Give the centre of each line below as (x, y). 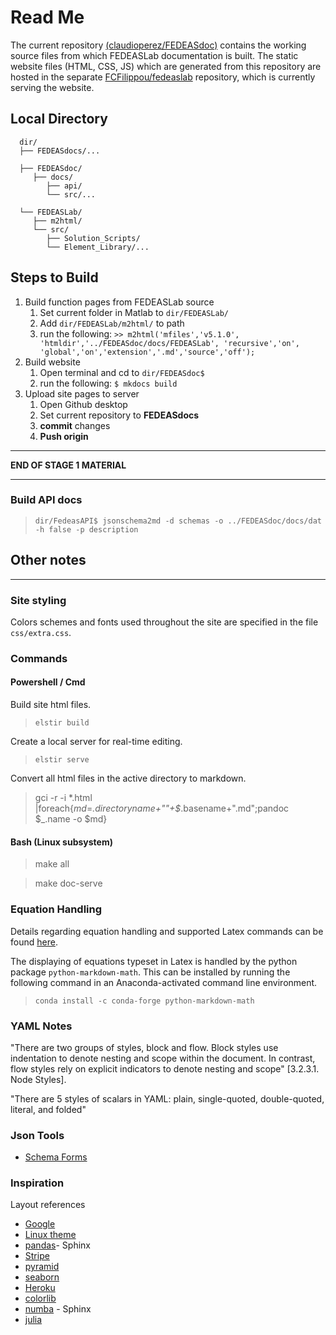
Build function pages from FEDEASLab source (119, 302)
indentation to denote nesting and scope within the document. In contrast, (163, 1058)
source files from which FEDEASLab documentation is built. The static (154, 55)
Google (40, 1224)
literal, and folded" (48, 1109)
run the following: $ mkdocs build (108, 383)
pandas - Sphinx (57, 1245)
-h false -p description (86, 529)
